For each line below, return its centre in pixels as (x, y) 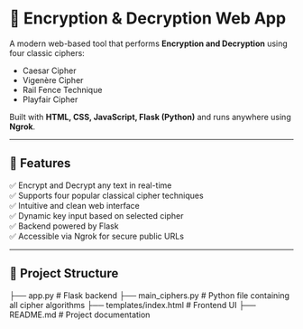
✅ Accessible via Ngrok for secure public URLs (97, 236)
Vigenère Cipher (53, 80)
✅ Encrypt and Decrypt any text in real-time (91, 185)
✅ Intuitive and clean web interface (74, 205)
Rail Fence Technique (62, 89)
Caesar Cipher (49, 70)
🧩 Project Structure (64, 273)
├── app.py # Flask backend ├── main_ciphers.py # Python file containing (150, 295)
